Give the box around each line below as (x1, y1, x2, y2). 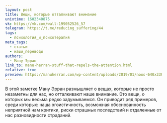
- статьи (9, 44, 28, 49)
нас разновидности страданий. (5, 112, 72, 118)
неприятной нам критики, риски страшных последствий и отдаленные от (5, 107, 162, 113)
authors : (5, 53, 23, 59)
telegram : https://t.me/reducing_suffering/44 (5, 26, 103, 31)
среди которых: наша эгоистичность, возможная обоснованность (5, 102, 146, 108)
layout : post (5, 7, 32, 12)
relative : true (5, 68, 37, 73)
